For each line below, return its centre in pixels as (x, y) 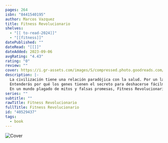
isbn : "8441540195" (25, 14)
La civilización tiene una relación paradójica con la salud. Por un (83, 79)
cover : (12, 70)
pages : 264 (16, 10)
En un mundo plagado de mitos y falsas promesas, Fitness (71, 89)
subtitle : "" (19, 98)
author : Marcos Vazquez (30, 19)
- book (16, 121)
